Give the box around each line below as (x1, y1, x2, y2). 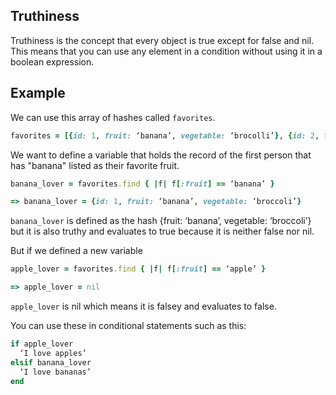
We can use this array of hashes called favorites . (10, 111, 216, 123)
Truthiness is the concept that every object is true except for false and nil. (10, 34, 315, 46)
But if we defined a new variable (10, 245, 143, 257)
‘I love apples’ (19, 348, 87, 358)
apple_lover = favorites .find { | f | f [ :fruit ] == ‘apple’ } (10, 264, 267, 274)
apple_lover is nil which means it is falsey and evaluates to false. (10, 300, 277, 312)
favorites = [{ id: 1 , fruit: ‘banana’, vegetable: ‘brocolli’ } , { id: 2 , (10, 130, 320, 141)
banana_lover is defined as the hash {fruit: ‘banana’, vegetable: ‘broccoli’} (10, 215, 312, 227)
